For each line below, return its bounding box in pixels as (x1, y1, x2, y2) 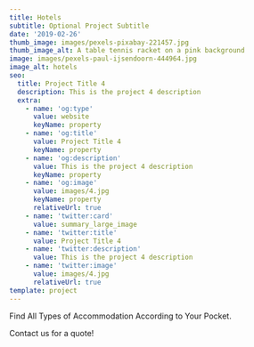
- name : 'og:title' (25, 129, 98, 138)
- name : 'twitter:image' (25, 262, 118, 270)
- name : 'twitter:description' (25, 245, 142, 254)
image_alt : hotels (9, 63, 78, 72)
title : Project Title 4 (17, 79, 105, 88)
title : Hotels (9, 12, 62, 22)
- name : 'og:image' (25, 179, 98, 188)
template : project (9, 286, 78, 295)
